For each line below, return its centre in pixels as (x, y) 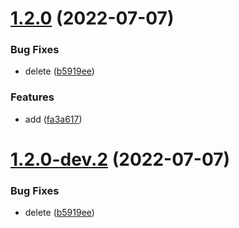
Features (32, 97)
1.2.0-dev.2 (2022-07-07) (120, 159)
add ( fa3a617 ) (53, 119)
